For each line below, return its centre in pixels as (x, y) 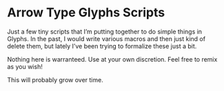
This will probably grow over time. (55, 79)
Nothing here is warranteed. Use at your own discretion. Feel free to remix (112, 59)
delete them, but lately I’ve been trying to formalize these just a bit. (102, 46)
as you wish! (25, 66)
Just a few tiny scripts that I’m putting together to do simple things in (104, 31)
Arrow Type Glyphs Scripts (86, 13)
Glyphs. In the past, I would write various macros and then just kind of (106, 38)
